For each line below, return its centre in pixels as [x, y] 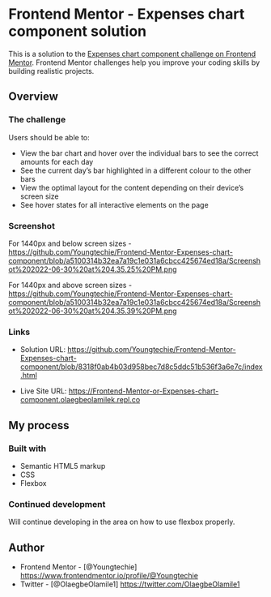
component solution [78, 31]
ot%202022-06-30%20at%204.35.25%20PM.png [93, 269]
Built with [28, 449]
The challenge [37, 120]
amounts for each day [57, 161]
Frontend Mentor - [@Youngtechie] [78, 567]
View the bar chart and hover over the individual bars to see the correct [139, 153]
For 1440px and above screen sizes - [70, 285]
